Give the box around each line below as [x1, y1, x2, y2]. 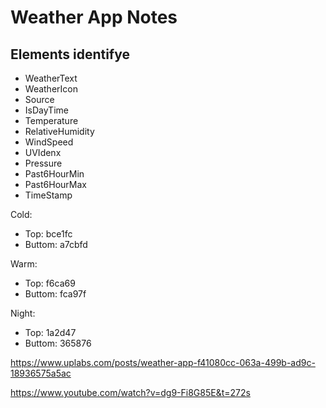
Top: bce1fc [24, 228, 73, 240]
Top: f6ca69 [24, 277, 76, 289]
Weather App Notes [10, 6, 178, 29]
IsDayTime [24, 104, 69, 116]
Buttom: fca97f [24, 288, 87, 300]
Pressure [24, 157, 63, 169]
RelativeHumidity [24, 126, 95, 137]
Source [24, 94, 55, 105]
